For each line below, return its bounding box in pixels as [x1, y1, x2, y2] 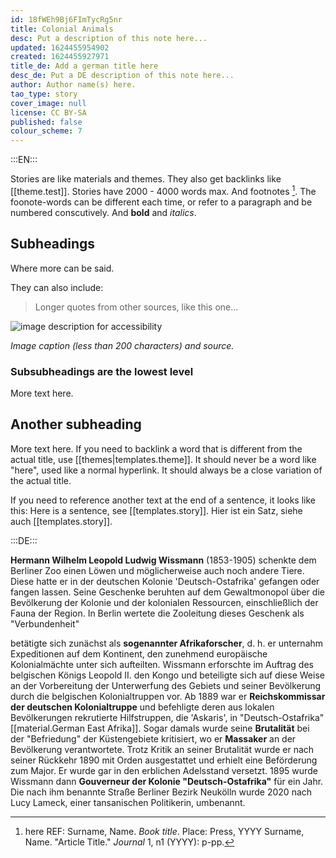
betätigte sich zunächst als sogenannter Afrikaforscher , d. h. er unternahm [10, 637, 324, 649]
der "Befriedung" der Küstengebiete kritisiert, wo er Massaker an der [10, 732, 297, 745]
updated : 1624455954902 [10, 42, 110, 53]
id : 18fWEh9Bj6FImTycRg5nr [10, 14, 123, 25]
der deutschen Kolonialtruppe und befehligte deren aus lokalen [10, 701, 275, 713]
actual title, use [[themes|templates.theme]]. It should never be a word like [10, 453, 317, 465]
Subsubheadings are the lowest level [10, 364, 194, 378]
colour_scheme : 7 [10, 126, 83, 136]
